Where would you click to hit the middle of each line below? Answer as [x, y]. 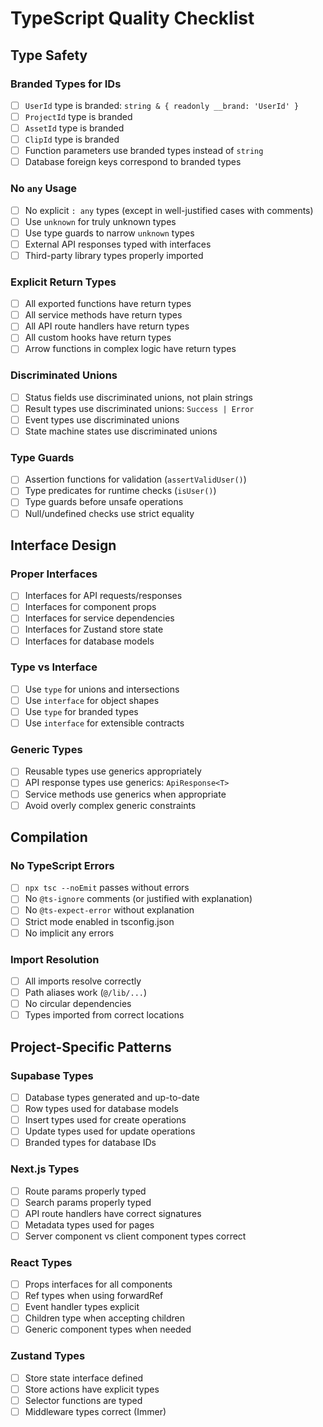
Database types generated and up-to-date [112, 1097]
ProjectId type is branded [78, 116]
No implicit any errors [69, 933]
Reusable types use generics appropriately [113, 771]
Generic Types [46, 750]
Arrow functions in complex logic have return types [130, 349]
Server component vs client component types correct [135, 1236]
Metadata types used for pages [89, 1224]
